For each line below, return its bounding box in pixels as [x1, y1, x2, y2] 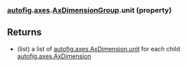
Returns [7, 27, 42, 38]
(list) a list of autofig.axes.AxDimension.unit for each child [16, 44, 180, 53]
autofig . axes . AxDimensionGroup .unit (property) [7, 5, 172, 15]
